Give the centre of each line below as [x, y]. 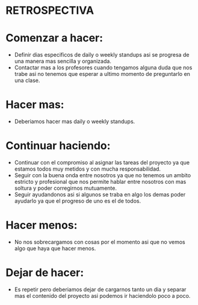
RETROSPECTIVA [50, 11]
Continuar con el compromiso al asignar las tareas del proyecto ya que [102, 162]
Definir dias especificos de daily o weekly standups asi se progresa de [102, 55]
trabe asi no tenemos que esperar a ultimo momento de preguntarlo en [102, 74]
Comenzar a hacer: [54, 38]
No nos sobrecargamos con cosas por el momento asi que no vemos [100, 242]
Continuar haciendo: [58, 146]
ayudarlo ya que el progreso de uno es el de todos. [78, 201]
